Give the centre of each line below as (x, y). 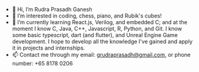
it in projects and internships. (48, 48)
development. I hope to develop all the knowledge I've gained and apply (102, 41)
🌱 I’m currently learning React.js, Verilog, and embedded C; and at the (100, 22)
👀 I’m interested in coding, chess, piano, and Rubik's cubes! (87, 16)
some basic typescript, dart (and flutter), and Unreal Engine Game (95, 35)
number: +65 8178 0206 (42, 63)
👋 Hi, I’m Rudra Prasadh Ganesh (52, 9)
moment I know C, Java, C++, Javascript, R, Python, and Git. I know (97, 28)
